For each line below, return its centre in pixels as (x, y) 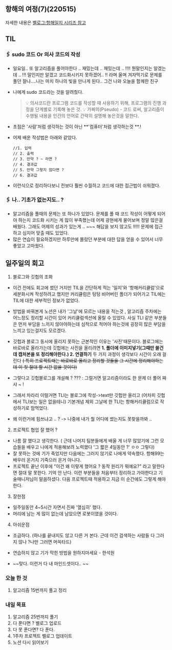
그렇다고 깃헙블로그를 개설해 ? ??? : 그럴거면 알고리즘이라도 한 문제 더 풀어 (87, 378)
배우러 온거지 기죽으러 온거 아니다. (47, 459)
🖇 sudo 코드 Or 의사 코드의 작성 (43, 54)
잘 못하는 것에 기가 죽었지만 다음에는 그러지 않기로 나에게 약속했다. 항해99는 (89, 453)
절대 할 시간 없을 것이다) (53, 367)
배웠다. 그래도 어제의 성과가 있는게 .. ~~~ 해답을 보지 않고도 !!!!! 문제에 (83, 226)
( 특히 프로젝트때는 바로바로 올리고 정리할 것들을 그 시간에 (80, 361)
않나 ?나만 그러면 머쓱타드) (45, 541)
